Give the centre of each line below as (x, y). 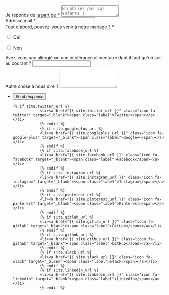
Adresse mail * (21, 20)
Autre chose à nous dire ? (32, 86)
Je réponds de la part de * (33, 15)
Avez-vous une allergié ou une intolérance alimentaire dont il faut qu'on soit (84, 57)
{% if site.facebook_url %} (69, 151)
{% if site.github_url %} (67, 235)
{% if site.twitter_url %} (41, 106)
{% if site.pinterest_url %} (70, 195)
